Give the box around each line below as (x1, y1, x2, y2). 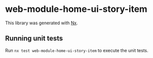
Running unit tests (5, 34, 63, 43)
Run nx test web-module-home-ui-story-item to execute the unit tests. (5, 47, 149, 53)
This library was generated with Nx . (5, 20, 78, 26)
